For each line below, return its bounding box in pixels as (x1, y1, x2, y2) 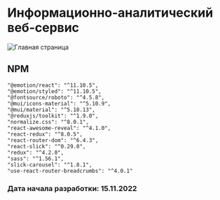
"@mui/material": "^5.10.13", (7, 106, 96, 113)
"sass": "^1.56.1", (7, 155, 64, 162)
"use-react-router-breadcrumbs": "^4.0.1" (7, 167, 133, 174)
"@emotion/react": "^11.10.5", (7, 82, 99, 89)
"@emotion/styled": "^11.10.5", (7, 87, 102, 95)
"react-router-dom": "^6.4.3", (7, 136, 99, 144)
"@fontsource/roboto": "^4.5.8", (7, 94, 105, 101)
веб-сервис (7, 20, 79, 36)
